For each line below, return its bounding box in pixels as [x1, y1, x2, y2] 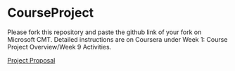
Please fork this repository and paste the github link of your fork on [7, 28, 202, 36]
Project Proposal [7, 56, 56, 64]
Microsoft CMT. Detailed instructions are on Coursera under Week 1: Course [7, 35, 228, 43]
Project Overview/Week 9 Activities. [7, 42, 112, 51]
